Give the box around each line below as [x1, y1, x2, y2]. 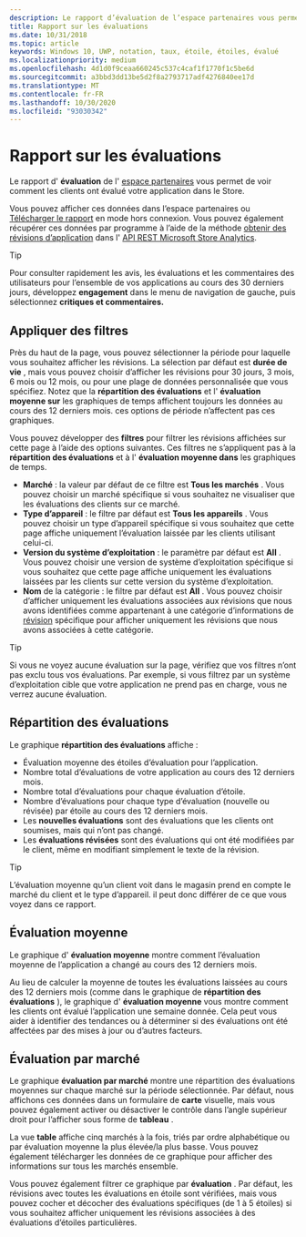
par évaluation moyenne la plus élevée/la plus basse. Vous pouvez [9, 1141, 260, 1152]
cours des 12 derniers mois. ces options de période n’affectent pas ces [9, 405, 276, 415]
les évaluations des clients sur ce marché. [22, 498, 180, 509]
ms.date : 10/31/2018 [9, 30, 88, 39]
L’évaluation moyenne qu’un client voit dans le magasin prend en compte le [9, 879, 291, 890]
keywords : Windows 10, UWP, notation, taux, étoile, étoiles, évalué [9, 47, 280, 56]
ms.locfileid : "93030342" [9, 107, 107, 116]
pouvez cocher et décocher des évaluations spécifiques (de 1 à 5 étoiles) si [9, 1198, 292, 1209]
